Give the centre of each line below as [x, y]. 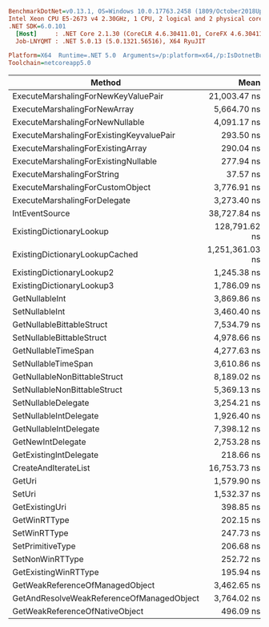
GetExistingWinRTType [56, 572]
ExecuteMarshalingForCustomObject [82, 188]
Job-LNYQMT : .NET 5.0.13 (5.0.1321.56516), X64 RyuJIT [110, 41]
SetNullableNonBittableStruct [67, 390]
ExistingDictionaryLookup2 [63, 273]
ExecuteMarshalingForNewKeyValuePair [88, 96]
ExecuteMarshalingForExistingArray [80, 148]
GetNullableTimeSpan [53, 351]
